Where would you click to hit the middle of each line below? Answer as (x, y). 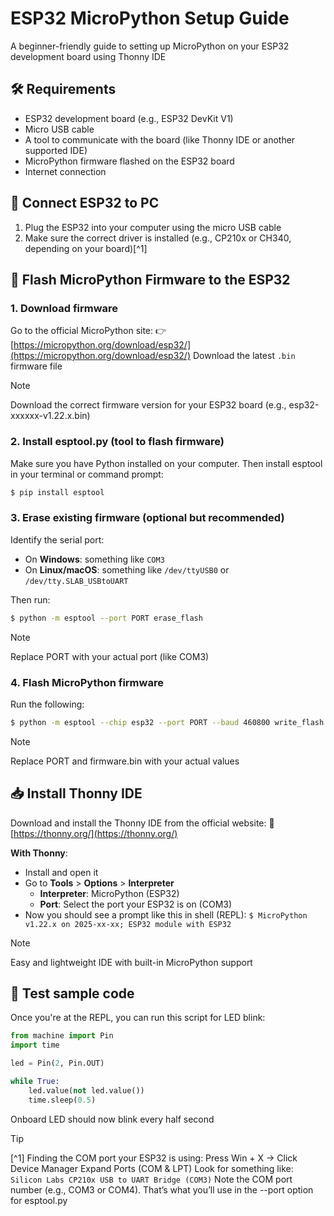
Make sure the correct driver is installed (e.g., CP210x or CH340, (158, 238)
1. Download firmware (64, 308)
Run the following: (47, 704)
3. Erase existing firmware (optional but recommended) (147, 518)
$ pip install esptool (57, 492)
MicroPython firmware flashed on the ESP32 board (129, 161)
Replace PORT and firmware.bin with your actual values (125, 761)
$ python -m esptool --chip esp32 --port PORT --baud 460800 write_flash (167, 722)
